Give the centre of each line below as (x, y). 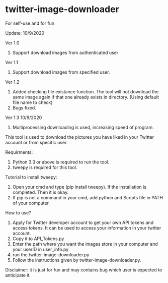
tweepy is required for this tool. (45, 167)
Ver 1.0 (12, 43)
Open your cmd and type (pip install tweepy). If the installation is (79, 187)
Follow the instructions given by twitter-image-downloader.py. (77, 260)
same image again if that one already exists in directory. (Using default (86, 97)
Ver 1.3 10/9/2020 (24, 118)
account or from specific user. (36, 142)
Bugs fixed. (24, 107)
